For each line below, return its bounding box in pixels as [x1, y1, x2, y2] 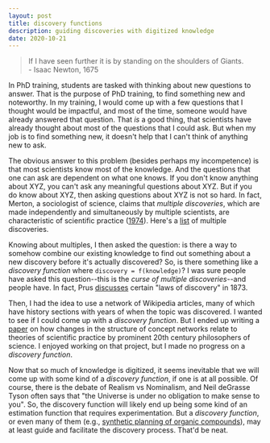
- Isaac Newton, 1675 [27, 65, 99, 75]
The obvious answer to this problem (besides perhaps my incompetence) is [8, 156, 260, 166]
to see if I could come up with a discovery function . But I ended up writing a [8, 316, 260, 325]
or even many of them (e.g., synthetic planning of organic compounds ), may [8, 416, 261, 427]
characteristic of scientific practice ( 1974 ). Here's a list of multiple [8, 216, 227, 226]
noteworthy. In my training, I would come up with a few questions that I [8, 97, 243, 107]
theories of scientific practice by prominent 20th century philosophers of [8, 333, 251, 342]
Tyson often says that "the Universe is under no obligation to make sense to [8, 391, 260, 401]
